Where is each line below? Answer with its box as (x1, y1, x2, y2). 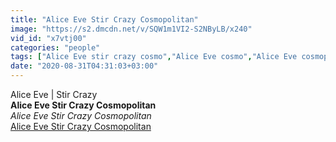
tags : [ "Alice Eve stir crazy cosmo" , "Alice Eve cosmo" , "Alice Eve (10, 52, 298, 62)
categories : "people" (10, 42, 101, 53)
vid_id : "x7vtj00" (10, 33, 87, 43)
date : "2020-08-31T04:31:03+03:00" (10, 61, 159, 71)
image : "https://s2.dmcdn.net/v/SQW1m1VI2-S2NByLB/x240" (10, 24, 253, 34)
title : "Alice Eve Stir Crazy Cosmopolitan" (10, 14, 199, 25)
